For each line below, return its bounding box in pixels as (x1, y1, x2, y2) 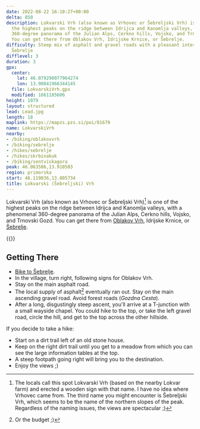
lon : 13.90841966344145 (17, 81, 76, 87)
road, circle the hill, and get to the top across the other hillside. (14, 313, 168, 320)
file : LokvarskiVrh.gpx (11, 87, 70, 92)
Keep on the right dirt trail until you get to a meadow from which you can (14, 342, 193, 350)
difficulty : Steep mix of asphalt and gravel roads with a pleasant (6, 42, 180, 48)
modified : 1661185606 (11, 92, 65, 98)
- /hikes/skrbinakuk (6, 153, 58, 159)
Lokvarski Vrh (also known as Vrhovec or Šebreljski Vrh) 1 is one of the (6, 197, 179, 205)
